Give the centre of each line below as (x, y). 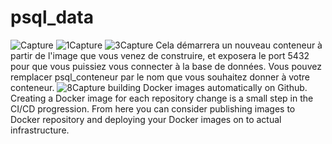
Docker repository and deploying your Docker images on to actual (146, 119)
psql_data (52, 17)
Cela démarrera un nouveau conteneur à (239, 45)
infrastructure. (40, 130)
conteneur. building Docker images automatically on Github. (159, 87)
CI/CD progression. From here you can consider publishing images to (153, 108)
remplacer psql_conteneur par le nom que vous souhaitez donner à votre (160, 77)
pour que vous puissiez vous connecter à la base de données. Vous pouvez (166, 66)
